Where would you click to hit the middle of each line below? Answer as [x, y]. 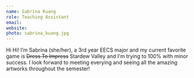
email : [14, 22]
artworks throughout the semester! [48, 69]
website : [17, 28]
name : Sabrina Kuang [31, 11]
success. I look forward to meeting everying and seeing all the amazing [92, 63]
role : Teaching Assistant [37, 17]
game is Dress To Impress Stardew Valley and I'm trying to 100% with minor [97, 56]
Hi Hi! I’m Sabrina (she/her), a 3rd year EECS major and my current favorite [96, 50]
